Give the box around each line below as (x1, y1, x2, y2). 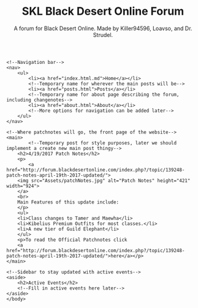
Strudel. (93, 31, 113, 38)
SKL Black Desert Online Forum (21, 4, 185, 18)
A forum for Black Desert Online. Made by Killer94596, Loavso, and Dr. (13, 25, 192, 32)
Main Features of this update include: (17, 199, 120, 205)
